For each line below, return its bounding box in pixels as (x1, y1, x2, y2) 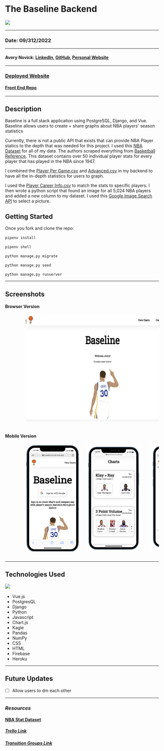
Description (5, 105, 41, 113)
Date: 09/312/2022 (5, 37, 51, 44)
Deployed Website (5, 72, 50, 79)
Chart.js (12, 619, 28, 625)
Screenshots (5, 290, 45, 298)
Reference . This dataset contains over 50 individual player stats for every (5, 153, 152, 159)
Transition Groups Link (5, 740, 53, 746)
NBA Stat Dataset (5, 717, 41, 723)
